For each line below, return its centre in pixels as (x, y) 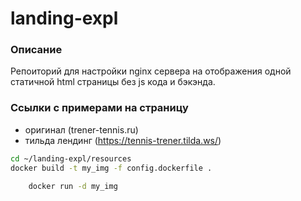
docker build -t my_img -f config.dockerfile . (111, 168)
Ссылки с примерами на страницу (99, 108)
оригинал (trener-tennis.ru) (81, 129)
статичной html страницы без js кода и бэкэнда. (113, 82)
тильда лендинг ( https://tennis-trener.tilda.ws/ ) (123, 140)
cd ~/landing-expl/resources (71, 158)
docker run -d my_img (73, 186)
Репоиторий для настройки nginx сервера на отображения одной (151, 71)
